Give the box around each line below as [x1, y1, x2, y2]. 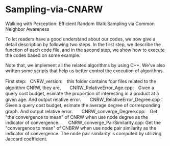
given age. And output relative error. [5, 96, 82, 102]
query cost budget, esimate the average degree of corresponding [22, 102, 161, 108]
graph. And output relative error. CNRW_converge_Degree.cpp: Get [5, 108, 158, 114]
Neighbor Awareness [5, 26, 50, 32]
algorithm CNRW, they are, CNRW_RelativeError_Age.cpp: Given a [5, 85, 155, 91]
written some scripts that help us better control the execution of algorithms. [5, 68, 164, 74]
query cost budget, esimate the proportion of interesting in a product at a [5, 90, 159, 96]
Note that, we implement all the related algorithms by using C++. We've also [5, 62, 165, 68]
